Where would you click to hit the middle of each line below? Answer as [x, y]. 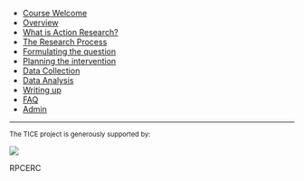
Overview [40, 23]
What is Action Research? [71, 32]
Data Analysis [48, 80]
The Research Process [65, 42]
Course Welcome [55, 13]
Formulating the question [69, 52]
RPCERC [25, 168]
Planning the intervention [69, 61]
